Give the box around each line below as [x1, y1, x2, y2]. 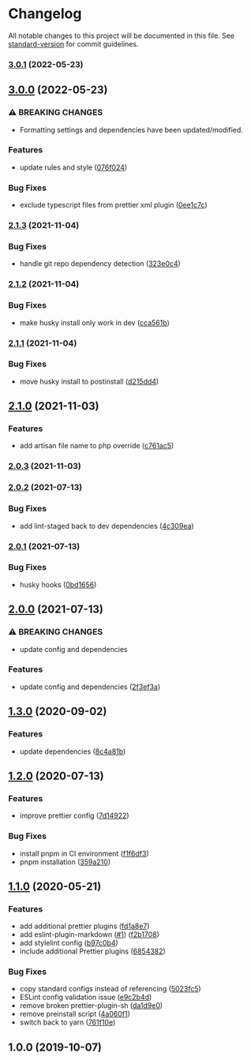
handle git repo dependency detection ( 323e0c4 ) [19, 259, 182, 268]
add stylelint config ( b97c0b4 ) [19, 938, 118, 948]
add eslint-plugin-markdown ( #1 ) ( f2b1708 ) [19, 930, 160, 939]
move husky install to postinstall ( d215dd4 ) [19, 376, 159, 386]
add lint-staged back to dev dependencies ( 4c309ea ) [19, 521, 195, 530]
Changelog [8, 5, 82, 23]
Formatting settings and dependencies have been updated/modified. [19, 125, 243, 134]
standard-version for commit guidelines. [8, 39, 139, 48]
